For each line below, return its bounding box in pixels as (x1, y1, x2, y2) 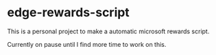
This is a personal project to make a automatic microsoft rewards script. (7, 27, 210, 35)
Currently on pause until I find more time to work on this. (7, 40, 167, 48)
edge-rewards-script (7, 5, 130, 20)
